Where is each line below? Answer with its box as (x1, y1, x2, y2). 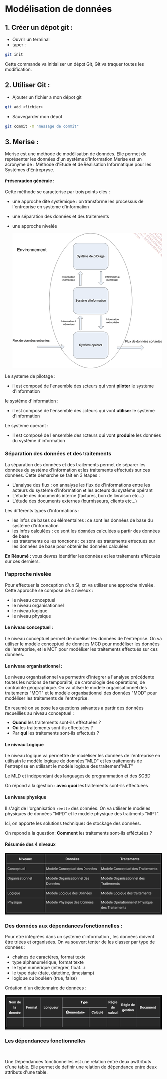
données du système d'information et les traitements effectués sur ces (5, 467, 150, 473)
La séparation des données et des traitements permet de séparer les (5, 461, 146, 467)
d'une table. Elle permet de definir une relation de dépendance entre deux (5, 1064, 157, 1070)
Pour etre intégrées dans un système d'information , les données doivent (5, 934, 155, 939)
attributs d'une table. (5, 1069, 48, 1075)
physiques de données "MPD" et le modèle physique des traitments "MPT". (5, 810, 160, 816)
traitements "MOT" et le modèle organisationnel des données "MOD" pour (5, 690, 157, 696)
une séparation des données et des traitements (12, 213, 109, 220)
